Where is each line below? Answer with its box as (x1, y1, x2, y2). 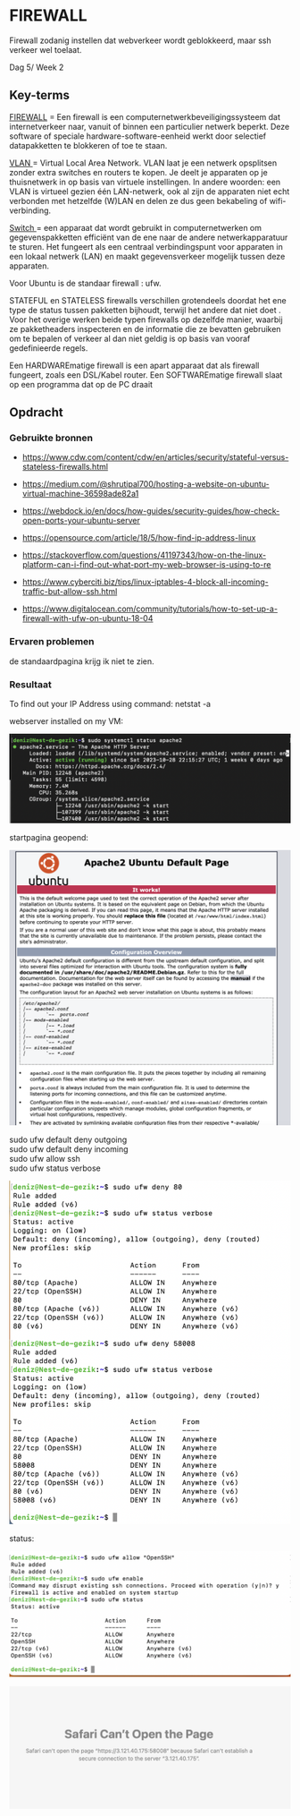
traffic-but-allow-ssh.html (21, 586, 118, 597)
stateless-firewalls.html (21, 462, 109, 473)
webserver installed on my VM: (9, 716, 123, 727)
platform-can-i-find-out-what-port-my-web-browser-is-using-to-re (21, 559, 271, 570)
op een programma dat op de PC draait (9, 379, 154, 389)
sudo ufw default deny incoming (9, 1143, 129, 1155)
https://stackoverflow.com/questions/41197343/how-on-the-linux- (21, 550, 266, 560)
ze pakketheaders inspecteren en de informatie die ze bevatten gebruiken (9, 323, 281, 334)
